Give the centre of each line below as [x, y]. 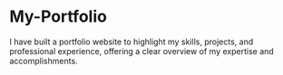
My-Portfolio [58, 17]
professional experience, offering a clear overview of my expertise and [141, 51]
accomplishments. [44, 61]
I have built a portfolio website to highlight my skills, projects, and [132, 42]
